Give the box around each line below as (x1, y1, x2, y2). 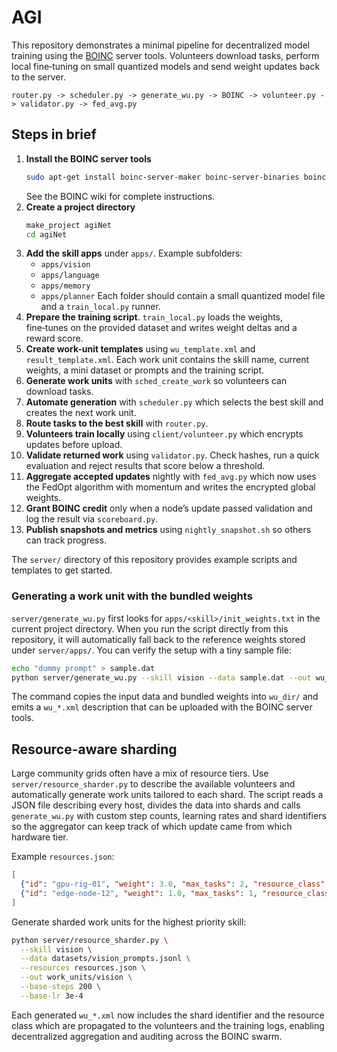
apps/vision (40, 260, 91, 270)
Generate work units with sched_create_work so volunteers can (25, 375, 288, 387)
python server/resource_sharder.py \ (11, 935, 169, 945)
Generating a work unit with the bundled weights (11, 589, 253, 603)
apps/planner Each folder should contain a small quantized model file (40, 290, 326, 302)
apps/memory (40, 281, 91, 291)
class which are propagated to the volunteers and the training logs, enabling (11, 1019, 325, 1031)
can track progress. (25, 534, 107, 546)
